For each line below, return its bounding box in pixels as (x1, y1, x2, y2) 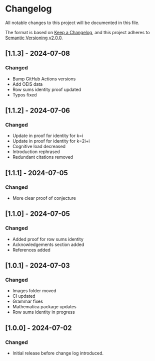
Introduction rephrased (12, 149, 60, 155)
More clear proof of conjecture (12, 195, 76, 201)
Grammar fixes (12, 298, 43, 304)
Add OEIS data (12, 81, 43, 87)
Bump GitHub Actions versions (12, 76, 76, 82)
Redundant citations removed (12, 154, 73, 160)
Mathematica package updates (12, 304, 76, 310)
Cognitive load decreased (12, 144, 66, 150)
